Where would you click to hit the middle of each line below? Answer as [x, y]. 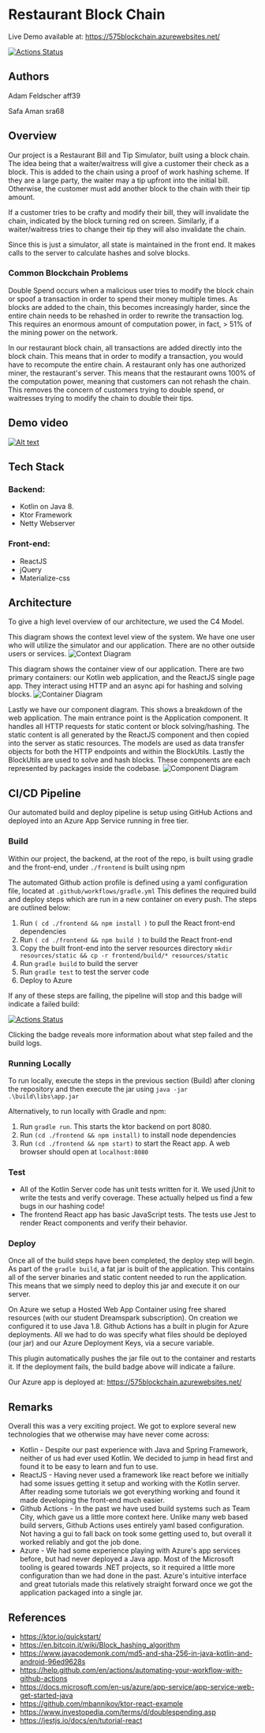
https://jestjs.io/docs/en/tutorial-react [81, 1720]
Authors [29, 77]
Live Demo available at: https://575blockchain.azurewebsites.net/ [114, 36]
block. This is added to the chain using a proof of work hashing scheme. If [129, 172]
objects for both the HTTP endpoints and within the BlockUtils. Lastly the [126, 752]
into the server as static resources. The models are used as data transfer [126, 743]
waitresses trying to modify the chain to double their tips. [101, 398]
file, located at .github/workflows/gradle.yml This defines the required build [132, 890]
